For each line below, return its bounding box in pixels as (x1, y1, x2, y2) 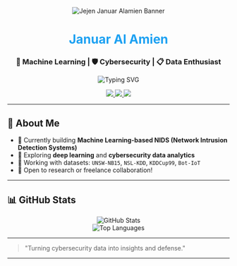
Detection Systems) (17, 143, 78, 152)
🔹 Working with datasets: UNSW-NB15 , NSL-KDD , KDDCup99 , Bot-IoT (17, 159, 201, 167)
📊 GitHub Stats (7, 194, 76, 206)
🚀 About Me (7, 117, 60, 129)
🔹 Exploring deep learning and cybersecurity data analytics (17, 151, 195, 159)
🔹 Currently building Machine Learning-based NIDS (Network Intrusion (17, 136, 228, 145)
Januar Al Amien (68, 32, 169, 47)
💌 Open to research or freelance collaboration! (17, 166, 153, 174)
